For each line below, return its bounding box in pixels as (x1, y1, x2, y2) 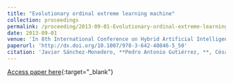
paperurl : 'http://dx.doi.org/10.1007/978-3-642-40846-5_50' (7, 42, 188, 49)
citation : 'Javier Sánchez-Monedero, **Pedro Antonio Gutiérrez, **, (7, 49, 213, 56)
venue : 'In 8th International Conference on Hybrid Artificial (7, 36, 194, 43)
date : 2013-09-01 (7, 29, 58, 37)
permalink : (7, 23, 39, 30)
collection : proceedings (7, 17, 79, 24)
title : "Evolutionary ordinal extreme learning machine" (7, 10, 175, 17)
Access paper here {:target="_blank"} (7, 67, 114, 76)
